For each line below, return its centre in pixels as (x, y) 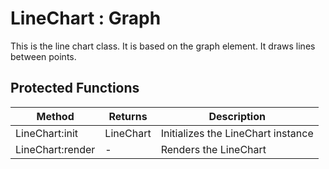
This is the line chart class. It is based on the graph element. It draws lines (163, 46)
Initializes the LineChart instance (237, 133)
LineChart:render (55, 149)
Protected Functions (75, 88)
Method (55, 116)
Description (237, 116)
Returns (128, 116)
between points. (43, 56)
